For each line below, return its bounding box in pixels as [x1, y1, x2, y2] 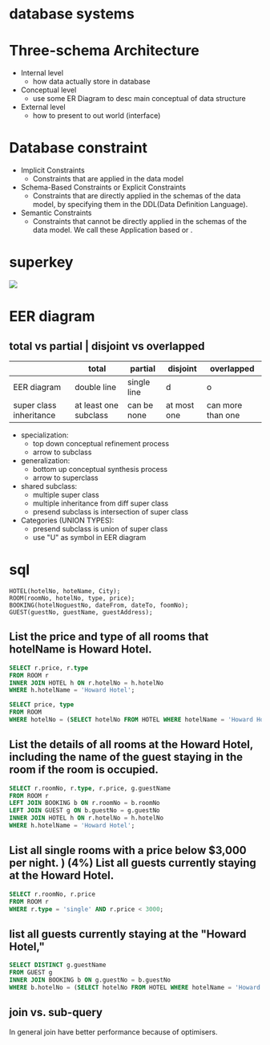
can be [127, 400, 154, 410]
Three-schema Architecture [9, 42, 199, 60]
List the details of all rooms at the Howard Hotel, [9, 738, 253, 751]
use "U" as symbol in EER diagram [32, 533, 147, 542]
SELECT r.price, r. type [9, 664, 89, 672]
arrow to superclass [32, 473, 99, 482]
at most [166, 400, 195, 410]
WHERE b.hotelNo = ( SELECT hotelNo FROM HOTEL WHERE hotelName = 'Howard [9, 983, 261, 991]
